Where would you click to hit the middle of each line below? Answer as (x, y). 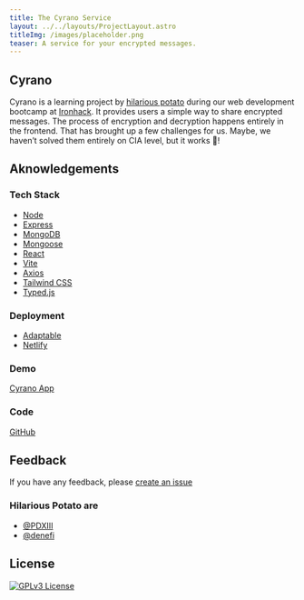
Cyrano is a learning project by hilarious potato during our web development (152, 102)
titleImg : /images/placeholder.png (77, 35)
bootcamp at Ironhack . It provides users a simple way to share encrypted (146, 112)
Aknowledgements (64, 169)
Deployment (37, 315)
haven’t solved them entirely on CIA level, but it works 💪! (115, 141)
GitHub (23, 432)
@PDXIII (38, 525)
